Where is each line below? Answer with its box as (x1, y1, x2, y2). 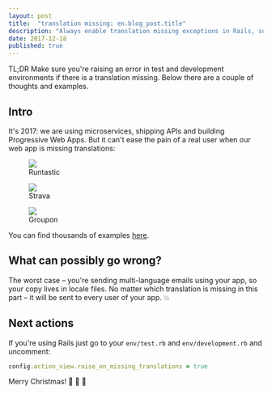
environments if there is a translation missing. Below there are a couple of (8, 73, 254, 83)
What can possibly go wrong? (8, 254, 162, 268)
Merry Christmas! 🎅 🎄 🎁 (8, 377, 87, 387)
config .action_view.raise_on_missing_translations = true (8, 362, 208, 371)
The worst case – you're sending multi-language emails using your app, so (8, 275, 257, 285)
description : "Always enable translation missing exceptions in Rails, (8, 27, 255, 35)
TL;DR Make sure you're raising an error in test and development (8, 64, 224, 74)
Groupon (28, 214, 58, 224)
